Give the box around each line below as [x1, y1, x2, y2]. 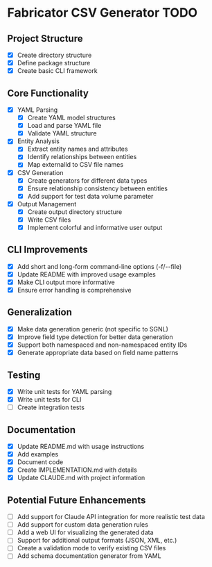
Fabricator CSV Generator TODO [7, 5, 198, 21]
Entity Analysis [17, 137, 60, 145]
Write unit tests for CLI [17, 395, 82, 404]
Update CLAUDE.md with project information [17, 474, 145, 482]
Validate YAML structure [27, 129, 97, 138]
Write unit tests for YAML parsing [17, 387, 112, 395]
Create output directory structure [27, 207, 123, 216]
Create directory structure [17, 51, 92, 59]
